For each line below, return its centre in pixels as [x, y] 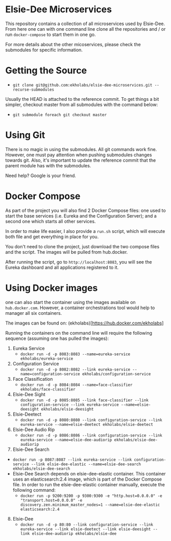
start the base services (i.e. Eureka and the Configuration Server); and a [81, 215]
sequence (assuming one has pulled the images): [57, 338]
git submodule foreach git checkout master [60, 115]
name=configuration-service [50, 374]
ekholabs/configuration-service [116, 374]
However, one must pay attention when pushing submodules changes [79, 155]
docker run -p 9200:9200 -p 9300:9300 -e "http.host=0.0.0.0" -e [91, 496]
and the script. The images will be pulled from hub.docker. [67, 252]
